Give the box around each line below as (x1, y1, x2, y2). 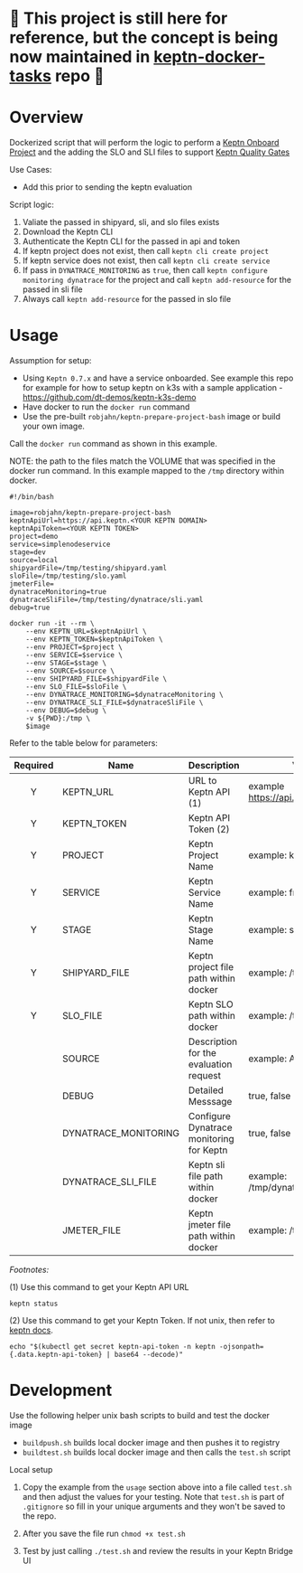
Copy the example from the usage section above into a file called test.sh (22, 1482, 292, 1493)
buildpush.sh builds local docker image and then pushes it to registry (22, 1437, 280, 1447)
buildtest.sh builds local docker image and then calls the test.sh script (22, 1446, 291, 1457)
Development (9, 1380, 113, 1400)
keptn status (9, 1299, 59, 1309)
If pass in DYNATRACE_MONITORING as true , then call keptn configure (22, 265, 268, 276)
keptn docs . (9, 1324, 54, 1336)
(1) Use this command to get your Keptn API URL (9, 1282, 189, 1293)
